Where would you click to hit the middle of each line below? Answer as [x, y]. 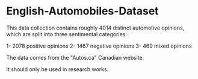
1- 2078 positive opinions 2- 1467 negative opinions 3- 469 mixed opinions [99, 46]
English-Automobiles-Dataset [82, 11]
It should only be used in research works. [57, 69]
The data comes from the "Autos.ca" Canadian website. [75, 57]
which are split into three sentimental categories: [67, 34]
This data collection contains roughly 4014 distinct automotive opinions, [95, 28]
